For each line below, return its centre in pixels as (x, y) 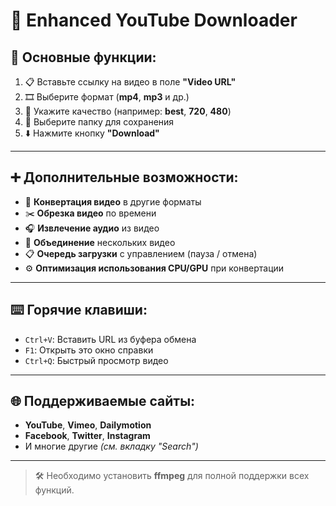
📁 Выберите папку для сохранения (99, 122)
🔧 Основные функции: (83, 57)
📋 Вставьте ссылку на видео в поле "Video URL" (130, 82)
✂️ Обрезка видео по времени (90, 213)
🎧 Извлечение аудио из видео (92, 228)
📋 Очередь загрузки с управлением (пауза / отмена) (141, 253)
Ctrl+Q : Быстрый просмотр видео (96, 360)
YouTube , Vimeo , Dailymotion (88, 425)
